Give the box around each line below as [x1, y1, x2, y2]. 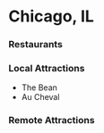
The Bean [21, 82, 57, 93]
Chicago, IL [8, 6, 95, 27]
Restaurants [8, 38, 64, 51]
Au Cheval [21, 92, 60, 103]
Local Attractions [8, 62, 85, 75]
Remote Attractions [8, 114, 95, 127]
